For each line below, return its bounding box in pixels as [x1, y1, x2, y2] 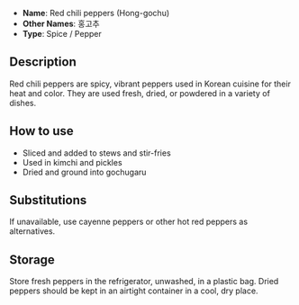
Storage [9, 252, 56, 267]
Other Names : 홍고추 [22, 18, 101, 29]
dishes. [9, 97, 37, 108]
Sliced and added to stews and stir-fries [22, 148, 171, 158]
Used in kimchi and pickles [22, 157, 123, 167]
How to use [9, 123, 74, 139]
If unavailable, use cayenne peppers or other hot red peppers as [9, 216, 249, 228]
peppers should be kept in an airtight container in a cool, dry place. [9, 285, 258, 296]
